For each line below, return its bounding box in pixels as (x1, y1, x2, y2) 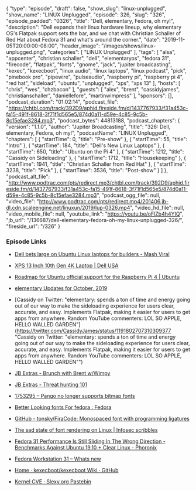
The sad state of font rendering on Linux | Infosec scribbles (14, 427, 158, 434)
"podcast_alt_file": (6, 173, 50, 180)
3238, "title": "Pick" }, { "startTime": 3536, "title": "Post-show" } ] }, (6, 167, 169, 173)
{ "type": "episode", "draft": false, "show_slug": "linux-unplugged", (6, 5, 167, 12)
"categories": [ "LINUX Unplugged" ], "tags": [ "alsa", (47, 49, 176, 55)
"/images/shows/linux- (101, 42, 156, 49)
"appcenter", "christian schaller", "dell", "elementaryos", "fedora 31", (6, 55, 171, 62)
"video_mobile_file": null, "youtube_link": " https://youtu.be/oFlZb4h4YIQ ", (6, 210, 184, 217)
